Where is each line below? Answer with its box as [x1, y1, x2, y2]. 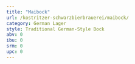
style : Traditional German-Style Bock [6, 26, 105, 32]
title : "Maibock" [6, 9, 50, 15]
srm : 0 [6, 43, 23, 49]
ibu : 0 [6, 37, 23, 43]
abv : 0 [6, 32, 23, 38]
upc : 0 [6, 49, 23, 55]
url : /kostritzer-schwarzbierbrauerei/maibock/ [6, 15, 130, 21]
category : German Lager [6, 20, 67, 26]
